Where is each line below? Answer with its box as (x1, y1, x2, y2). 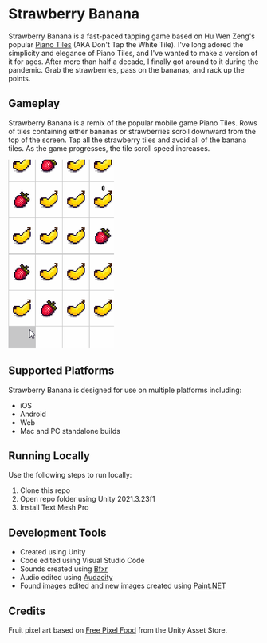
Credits (8, 604, 46, 617)
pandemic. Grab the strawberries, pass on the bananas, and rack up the (8, 65, 245, 74)
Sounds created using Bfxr (19, 564, 108, 574)
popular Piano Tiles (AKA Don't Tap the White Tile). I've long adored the (8, 39, 244, 49)
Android (19, 409, 46, 419)
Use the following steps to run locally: (8, 470, 132, 480)
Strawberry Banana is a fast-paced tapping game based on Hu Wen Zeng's (8, 31, 255, 41)
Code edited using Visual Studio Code (19, 556, 145, 566)
